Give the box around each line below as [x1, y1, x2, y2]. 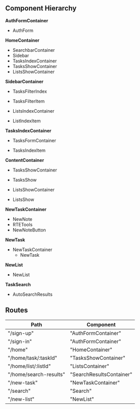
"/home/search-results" [8, 370, 66, 378]
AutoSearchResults [12, 291, 53, 297]
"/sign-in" [8, 337, 32, 345]
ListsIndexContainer [12, 108, 55, 114]
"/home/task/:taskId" [8, 354, 58, 361]
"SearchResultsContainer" [70, 370, 132, 378]
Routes [5, 306, 28, 315]
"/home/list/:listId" [8, 362, 51, 369]
